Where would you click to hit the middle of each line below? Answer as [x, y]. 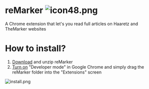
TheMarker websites [25, 29]
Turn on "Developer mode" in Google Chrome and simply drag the [78, 67]
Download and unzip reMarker [42, 62]
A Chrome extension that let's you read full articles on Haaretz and [72, 24]
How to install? [36, 49]
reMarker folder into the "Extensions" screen [57, 72]
